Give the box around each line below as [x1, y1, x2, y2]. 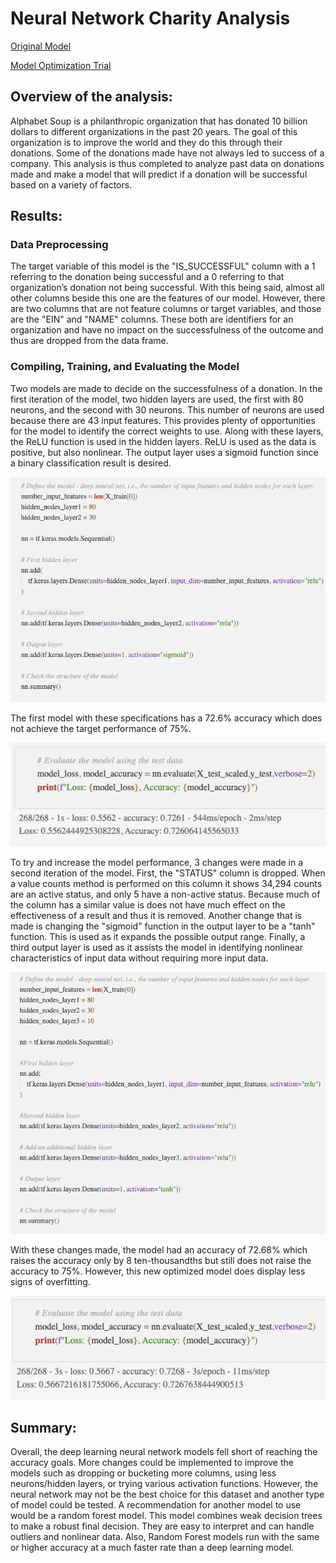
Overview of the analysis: [10, 88, 173, 106]
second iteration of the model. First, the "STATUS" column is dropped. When [10, 867, 326, 879]
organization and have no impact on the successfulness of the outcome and [10, 324, 324, 336]
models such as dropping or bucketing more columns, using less [10, 1467, 277, 1479]
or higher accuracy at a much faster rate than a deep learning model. [10, 1541, 295, 1553]
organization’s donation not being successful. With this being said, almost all [10, 282, 325, 294]
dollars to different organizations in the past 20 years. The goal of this [10, 125, 298, 137]
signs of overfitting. [10, 1276, 91, 1288]
